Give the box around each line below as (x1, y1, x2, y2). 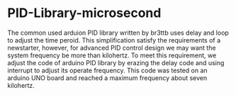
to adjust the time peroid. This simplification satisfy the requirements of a (7, 35, 221, 44)
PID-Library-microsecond (7, 5, 162, 21)
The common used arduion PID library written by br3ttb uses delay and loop (7, 28, 229, 37)
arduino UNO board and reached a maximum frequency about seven (7, 73, 208, 82)
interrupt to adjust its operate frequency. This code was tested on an (7, 66, 208, 74)
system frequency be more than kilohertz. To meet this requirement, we (7, 51, 217, 60)
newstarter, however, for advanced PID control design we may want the (7, 43, 216, 52)
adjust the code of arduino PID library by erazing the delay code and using (7, 58, 225, 67)
